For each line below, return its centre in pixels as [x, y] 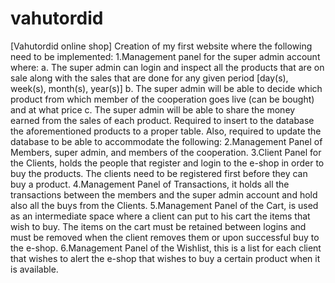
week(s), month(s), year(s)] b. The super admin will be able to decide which [166, 88]
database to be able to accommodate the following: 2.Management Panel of [166, 141]
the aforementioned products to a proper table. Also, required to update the [166, 131]
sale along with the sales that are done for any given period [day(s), [149, 78]
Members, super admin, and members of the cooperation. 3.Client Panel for [166, 152]
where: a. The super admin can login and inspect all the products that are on [167, 67]
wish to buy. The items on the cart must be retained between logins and [158, 226]
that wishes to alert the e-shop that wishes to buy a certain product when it [165, 258]
